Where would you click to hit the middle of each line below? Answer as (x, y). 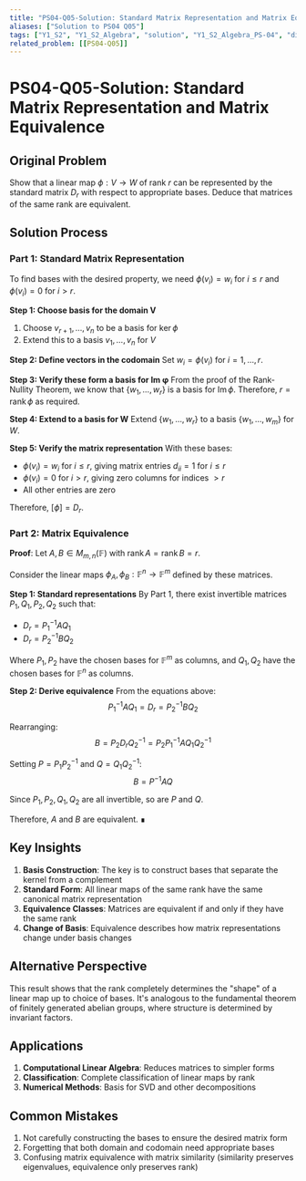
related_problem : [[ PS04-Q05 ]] (69, 43)
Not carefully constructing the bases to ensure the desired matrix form (155, 1138)
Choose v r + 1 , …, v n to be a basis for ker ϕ (100, 329)
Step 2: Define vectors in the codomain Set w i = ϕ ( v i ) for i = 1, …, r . (137, 361)
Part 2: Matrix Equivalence (69, 533)
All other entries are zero (69, 490)
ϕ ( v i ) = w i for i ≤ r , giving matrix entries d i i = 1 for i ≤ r (124, 467)
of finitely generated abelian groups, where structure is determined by (141, 1008)
